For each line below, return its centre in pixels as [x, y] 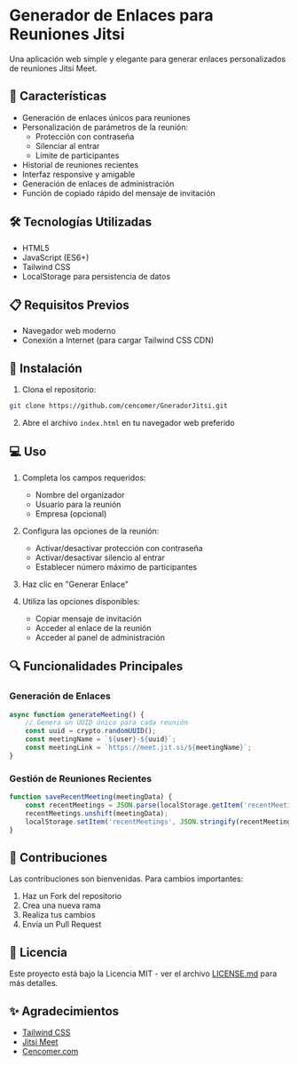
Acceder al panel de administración [100, 637]
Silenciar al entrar [67, 146]
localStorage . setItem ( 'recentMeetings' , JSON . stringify [131, 822]
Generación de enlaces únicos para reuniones [106, 117]
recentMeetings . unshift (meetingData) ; [97, 813]
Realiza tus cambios [59, 915]
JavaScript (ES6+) [55, 257]
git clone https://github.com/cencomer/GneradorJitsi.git [118, 406]
